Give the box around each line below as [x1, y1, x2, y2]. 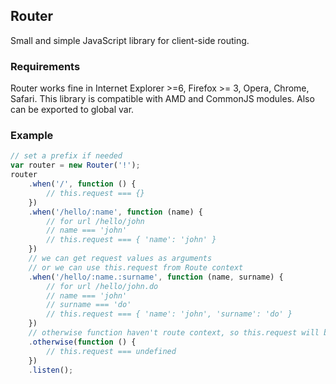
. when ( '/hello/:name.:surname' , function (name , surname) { [28, 272, 284, 282]
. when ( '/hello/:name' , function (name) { [28, 207, 203, 217]
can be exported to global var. [10, 104, 135, 116]
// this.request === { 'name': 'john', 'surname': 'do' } [46, 309, 293, 319]
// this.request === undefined [46, 346, 177, 356]
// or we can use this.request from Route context [28, 262, 244, 273]
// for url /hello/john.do [46, 281, 159, 291]
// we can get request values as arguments [28, 254, 213, 264]
